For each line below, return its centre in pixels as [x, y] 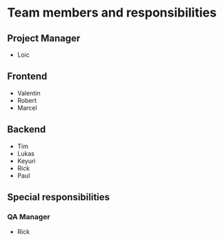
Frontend [27, 76]
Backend [27, 129]
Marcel [27, 108]
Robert [27, 100]
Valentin [29, 93]
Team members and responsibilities [112, 13]
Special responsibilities [59, 197]
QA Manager [29, 217]
